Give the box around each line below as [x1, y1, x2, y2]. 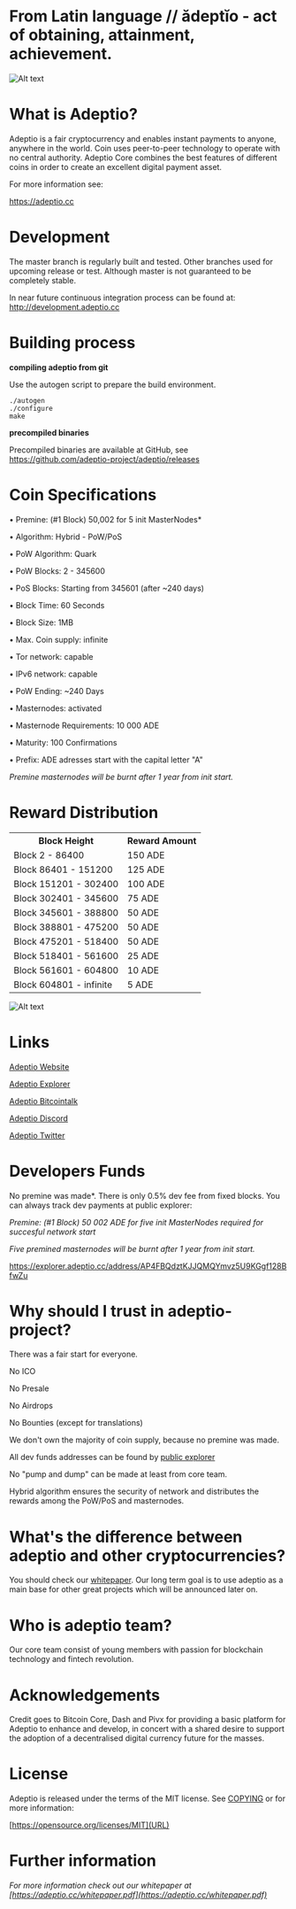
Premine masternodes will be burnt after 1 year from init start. [9, 771, 234, 782]
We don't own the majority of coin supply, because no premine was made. [9, 1434, 280, 1445]
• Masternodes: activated [9, 702, 102, 714]
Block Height [38, 834, 95, 846]
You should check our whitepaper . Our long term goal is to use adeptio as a [9, 1574, 284, 1586]
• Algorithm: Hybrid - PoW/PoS [9, 531, 123, 542]
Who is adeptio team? [9, 1615, 172, 1635]
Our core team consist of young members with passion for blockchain [9, 1644, 263, 1655]
